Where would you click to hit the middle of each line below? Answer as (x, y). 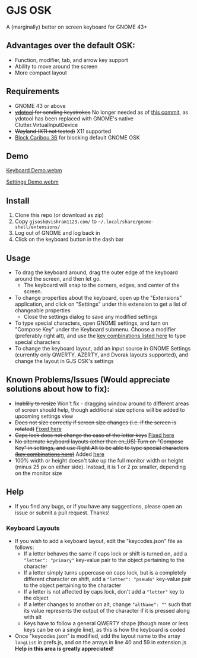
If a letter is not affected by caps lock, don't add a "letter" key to (104, 591)
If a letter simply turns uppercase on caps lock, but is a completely (105, 572)
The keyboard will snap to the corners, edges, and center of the (101, 285)
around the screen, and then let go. (58, 279)
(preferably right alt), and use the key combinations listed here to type (100, 336)
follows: (24, 547)
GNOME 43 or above (40, 105)
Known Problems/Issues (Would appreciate (88, 380)
